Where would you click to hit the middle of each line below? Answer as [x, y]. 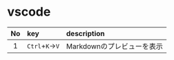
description [85, 33]
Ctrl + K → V [43, 46]
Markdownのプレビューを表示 [115, 46]
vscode [29, 12]
